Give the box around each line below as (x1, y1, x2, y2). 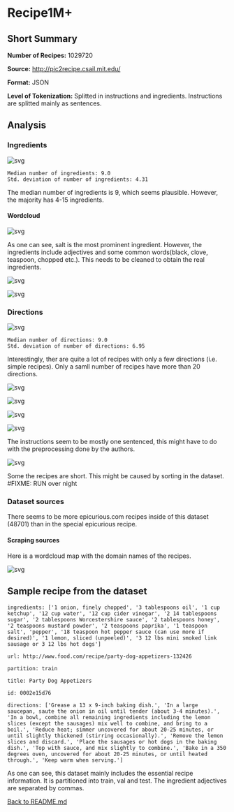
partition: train (7, 665, 58, 672)
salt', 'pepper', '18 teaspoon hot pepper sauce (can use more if (7, 628, 205, 635)
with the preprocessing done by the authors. (7, 445, 135, 453)
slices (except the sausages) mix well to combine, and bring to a (7, 720, 208, 727)
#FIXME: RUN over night (7, 480, 78, 488)
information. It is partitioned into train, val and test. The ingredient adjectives (7, 776, 227, 785)
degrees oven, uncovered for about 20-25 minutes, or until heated (7, 751, 208, 758)
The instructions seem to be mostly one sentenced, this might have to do (7, 438, 217, 446)
